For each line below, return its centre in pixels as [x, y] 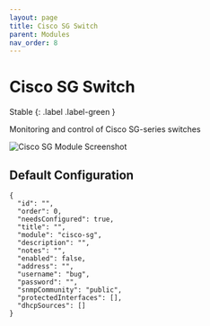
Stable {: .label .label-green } [62, 112]
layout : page [34, 18]
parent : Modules [39, 34]
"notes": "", [42, 251]
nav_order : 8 [34, 43]
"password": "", [48, 282]
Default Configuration [72, 175]
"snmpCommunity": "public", [70, 290]
